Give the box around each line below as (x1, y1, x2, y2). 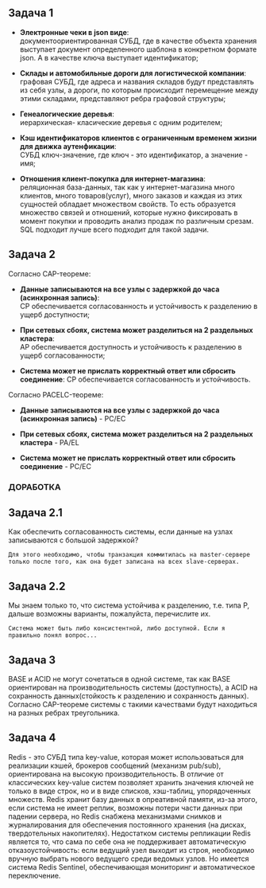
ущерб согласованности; (19, 350, 106, 360)
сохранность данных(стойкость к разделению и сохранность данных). (8, 690, 249, 700)
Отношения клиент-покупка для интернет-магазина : (19, 174, 206, 183)
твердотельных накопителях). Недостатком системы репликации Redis (8, 828, 252, 838)
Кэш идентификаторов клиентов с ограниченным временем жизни (19, 133, 257, 143)
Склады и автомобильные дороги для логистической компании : (19, 68, 247, 78)
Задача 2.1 (8, 506, 63, 519)
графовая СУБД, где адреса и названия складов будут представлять (19, 76, 254, 86)
